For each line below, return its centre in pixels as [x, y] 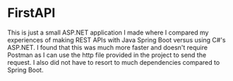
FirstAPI [31, 13]
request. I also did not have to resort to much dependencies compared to [114, 62]
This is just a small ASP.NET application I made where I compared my [108, 32]
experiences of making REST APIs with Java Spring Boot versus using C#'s [116, 39]
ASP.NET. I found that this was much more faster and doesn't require [108, 47]
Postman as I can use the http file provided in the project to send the [107, 55]
